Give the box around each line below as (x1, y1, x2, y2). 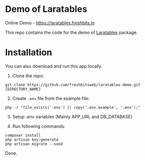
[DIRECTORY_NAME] (5, 87, 41, 92)
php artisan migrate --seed (5, 141, 63, 147)
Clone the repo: (12, 73, 45, 79)
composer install (5, 133, 41, 138)
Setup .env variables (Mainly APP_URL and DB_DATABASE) (12, 113, 133, 119)
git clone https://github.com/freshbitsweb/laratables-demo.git (5, 82, 141, 87)
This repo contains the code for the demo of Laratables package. (5, 29, 138, 35)
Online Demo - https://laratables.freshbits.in (5, 20, 95, 26)
